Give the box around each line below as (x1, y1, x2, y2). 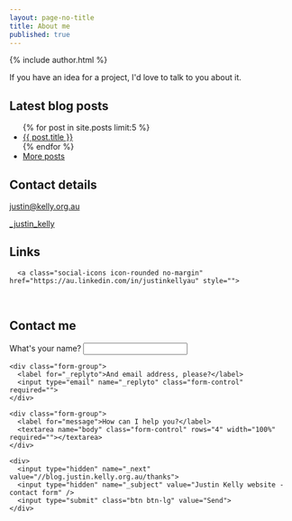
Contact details (9, 177, 97, 192)
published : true (9, 30, 70, 39)
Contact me (9, 318, 77, 334)
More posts (22, 151, 66, 162)
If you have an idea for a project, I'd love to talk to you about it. (9, 72, 242, 83)
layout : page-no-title (9, 13, 95, 23)
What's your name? (9, 343, 82, 353)
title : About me (9, 22, 70, 31)
